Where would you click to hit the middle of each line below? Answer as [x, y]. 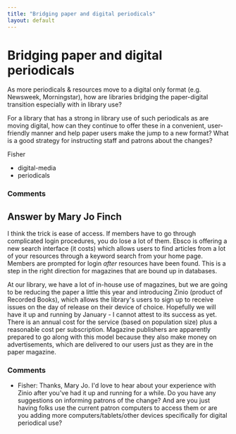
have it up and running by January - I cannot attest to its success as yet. [112, 315]
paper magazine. [32, 352]
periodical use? [39, 423]
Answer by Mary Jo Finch [64, 217]
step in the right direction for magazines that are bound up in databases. [112, 271]
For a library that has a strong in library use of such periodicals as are [108, 118]
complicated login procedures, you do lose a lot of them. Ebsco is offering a [117, 241]
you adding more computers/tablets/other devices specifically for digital [122, 416]
